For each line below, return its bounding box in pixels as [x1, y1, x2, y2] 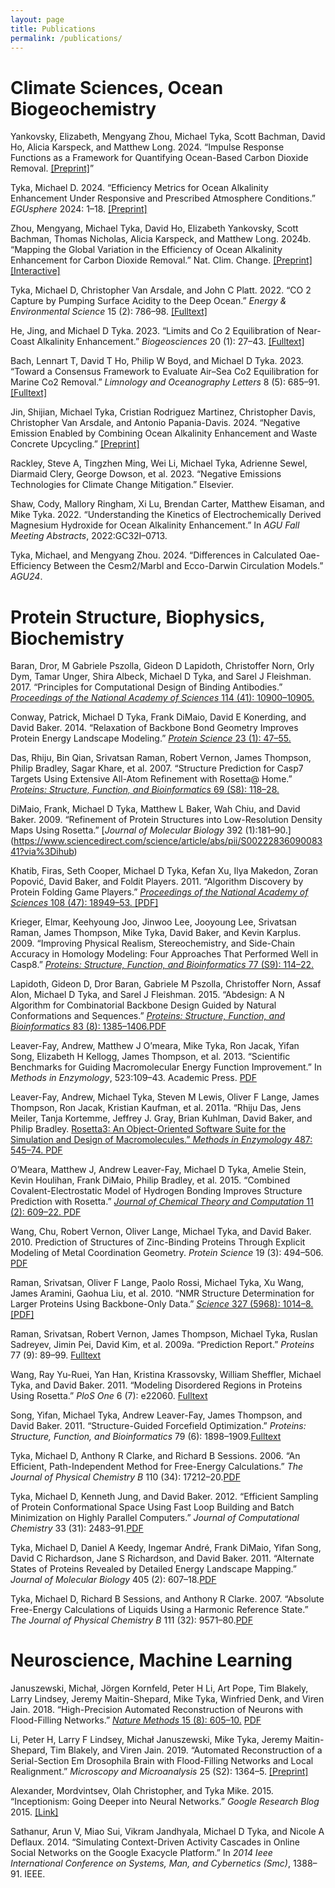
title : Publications [10, 24, 97, 34]
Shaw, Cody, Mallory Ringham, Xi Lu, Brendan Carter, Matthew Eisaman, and [10, 498, 325, 510]
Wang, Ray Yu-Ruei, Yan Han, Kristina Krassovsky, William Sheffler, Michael [10, 1369, 322, 1381]
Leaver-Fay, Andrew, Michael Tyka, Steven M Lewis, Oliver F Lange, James [10, 1091, 320, 1103]
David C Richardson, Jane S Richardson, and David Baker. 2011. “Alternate [10, 1552, 315, 1565]
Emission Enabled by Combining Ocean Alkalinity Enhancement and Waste [10, 427, 318, 440]
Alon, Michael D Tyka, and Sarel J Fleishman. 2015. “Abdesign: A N [10, 989, 285, 1001]
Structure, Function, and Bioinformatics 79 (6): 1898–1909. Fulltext [10, 1431, 282, 1443]
